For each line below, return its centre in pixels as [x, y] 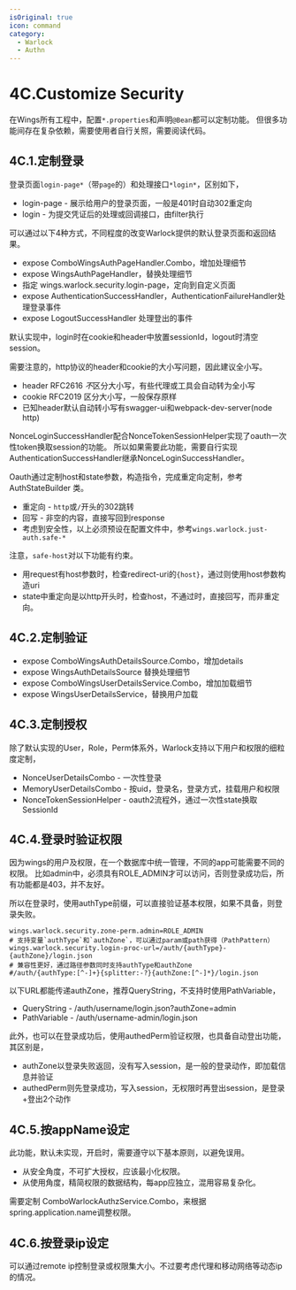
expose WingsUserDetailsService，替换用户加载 [110, 694]
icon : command [35, 26]
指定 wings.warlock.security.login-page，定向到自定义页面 [129, 285]
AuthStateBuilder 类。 [49, 488]
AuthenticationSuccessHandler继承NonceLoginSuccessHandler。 [129, 457]
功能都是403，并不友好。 [63, 885]
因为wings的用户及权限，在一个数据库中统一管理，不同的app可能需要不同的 [147, 863]
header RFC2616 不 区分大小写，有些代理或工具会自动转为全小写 [139, 385]
